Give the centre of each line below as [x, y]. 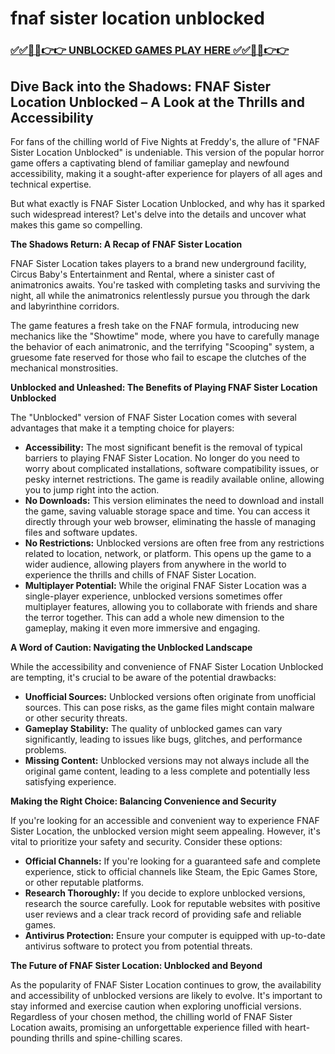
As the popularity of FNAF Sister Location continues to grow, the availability [166, 984]
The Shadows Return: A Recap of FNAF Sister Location [126, 244]
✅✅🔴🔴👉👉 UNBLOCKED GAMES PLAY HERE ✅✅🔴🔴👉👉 [150, 50]
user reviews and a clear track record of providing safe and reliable [163, 914]
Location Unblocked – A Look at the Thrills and [157, 102]
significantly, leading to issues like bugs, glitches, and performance [163, 739]
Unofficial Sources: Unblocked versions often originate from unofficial [170, 696]
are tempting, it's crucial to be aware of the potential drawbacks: [143, 677]
